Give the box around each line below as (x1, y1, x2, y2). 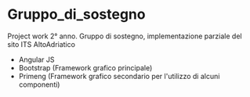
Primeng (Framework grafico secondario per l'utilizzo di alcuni (18, 71, 220, 81)
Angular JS (18, 55, 56, 64)
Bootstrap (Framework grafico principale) (18, 63, 153, 72)
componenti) (18, 80, 60, 89)
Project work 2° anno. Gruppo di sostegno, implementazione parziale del (7, 31, 242, 41)
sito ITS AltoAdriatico (7, 39, 76, 48)
